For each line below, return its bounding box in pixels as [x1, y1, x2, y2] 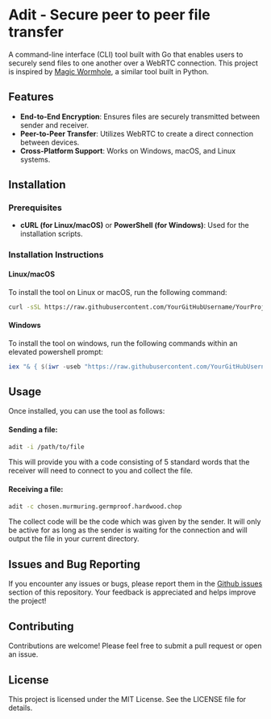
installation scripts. [19, 229, 83, 239]
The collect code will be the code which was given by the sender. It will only [8, 517, 261, 527]
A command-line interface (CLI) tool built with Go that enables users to [8, 49, 244, 59]
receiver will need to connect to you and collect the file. [8, 466, 194, 476]
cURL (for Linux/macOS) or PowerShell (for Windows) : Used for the [19, 221, 249, 230]
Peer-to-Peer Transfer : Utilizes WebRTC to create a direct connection [19, 128, 254, 138]
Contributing [8, 620, 74, 633]
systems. [19, 154, 51, 164]
